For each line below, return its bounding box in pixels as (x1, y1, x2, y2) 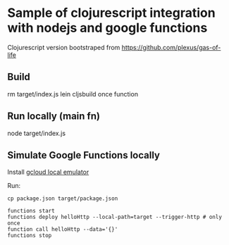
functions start (7, 208, 55, 215)
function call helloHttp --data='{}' (7, 226, 118, 233)
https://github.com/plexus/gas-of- (121, 43, 221, 51)
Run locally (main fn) (7, 111, 101, 122)
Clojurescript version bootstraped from (7, 43, 120, 51)
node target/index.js (7, 129, 66, 137)
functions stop (7, 232, 52, 239)
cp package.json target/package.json (7, 195, 118, 202)
